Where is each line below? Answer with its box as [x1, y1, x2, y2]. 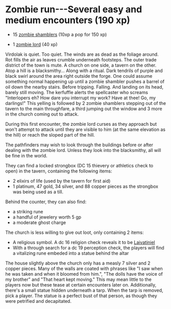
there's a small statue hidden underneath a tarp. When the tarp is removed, [5, 287, 163, 293]
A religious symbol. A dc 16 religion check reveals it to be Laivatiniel [12, 239, 156, 245]
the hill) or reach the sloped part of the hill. [5, 131, 95, 138]
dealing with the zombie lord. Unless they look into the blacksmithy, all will [5, 147, 161, 153]
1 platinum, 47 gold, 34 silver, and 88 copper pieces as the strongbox [12, 183, 158, 189]
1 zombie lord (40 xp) [12, 41, 58, 47]
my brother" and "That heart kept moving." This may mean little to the [5, 276, 152, 282]
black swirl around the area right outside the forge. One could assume [5, 73, 153, 79]
